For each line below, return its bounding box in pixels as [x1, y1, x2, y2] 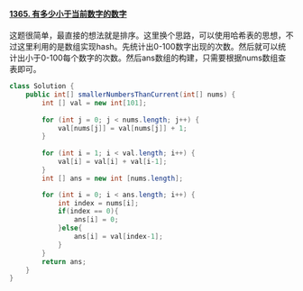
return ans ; [41, 257, 87, 266]
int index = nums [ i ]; [57, 198, 140, 207]
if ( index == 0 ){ [57, 207, 119, 216]
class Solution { [9, 82, 75, 91]
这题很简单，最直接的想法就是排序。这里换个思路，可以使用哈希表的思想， [9, 30, 286, 41]
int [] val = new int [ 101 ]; [41, 98, 147, 107]
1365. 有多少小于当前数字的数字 [9, 8, 128, 19]
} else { [57, 223, 83, 233]
